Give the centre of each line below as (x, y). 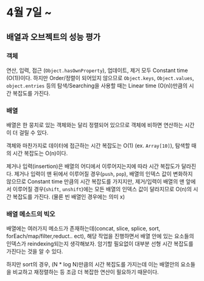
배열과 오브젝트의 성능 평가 (53, 37)
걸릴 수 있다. (34, 133)
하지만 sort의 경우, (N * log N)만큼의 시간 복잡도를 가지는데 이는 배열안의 (93, 265)
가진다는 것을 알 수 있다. (35, 252)
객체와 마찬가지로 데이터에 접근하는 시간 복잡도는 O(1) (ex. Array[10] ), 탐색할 (98, 146)
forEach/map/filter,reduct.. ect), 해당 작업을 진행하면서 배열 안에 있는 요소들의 (100, 236)
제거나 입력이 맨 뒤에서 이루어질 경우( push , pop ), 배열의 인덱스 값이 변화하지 (104, 174)
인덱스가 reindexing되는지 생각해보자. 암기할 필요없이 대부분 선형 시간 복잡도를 (100, 244)
